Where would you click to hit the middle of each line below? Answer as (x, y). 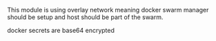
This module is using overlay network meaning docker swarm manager (108, 10)
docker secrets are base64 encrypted (61, 30)
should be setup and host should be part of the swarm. (85, 17)
